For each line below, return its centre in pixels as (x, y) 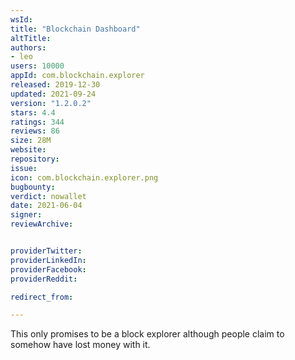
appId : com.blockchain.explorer (77, 76)
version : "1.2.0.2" (51, 103)
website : (28, 150)
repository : (35, 159)
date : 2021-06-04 (46, 206)
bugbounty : (33, 187)
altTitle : (31, 38)
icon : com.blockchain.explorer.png (84, 177)
